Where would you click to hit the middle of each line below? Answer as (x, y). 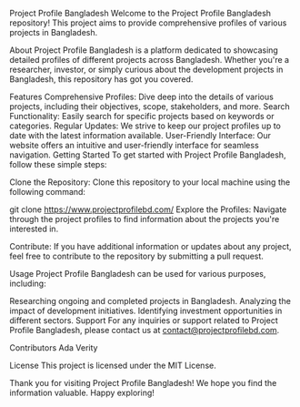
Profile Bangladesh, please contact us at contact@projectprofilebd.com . (145, 330)
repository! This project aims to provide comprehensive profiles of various (148, 23)
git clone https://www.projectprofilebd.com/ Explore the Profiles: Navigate (148, 209)
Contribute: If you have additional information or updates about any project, (150, 246)
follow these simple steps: (58, 164)
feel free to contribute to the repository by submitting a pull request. (136, 256)
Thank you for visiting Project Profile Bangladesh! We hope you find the (143, 383)
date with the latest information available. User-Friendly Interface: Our (140, 135)
